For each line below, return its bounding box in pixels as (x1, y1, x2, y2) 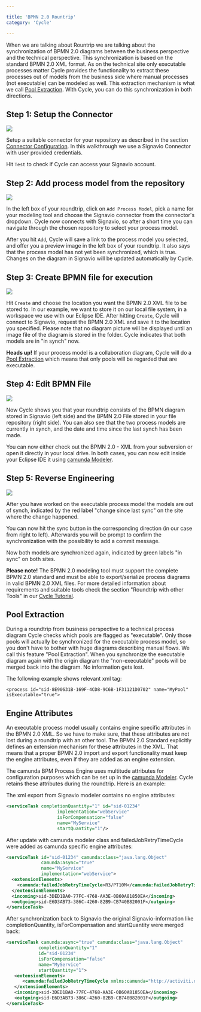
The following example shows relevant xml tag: (6, 675, 122, 682)
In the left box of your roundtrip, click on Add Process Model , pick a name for (6, 205, 194, 212)
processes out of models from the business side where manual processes (6, 73, 188, 80)
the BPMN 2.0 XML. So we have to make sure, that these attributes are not (6, 730, 190, 737)
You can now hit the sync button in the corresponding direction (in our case (6, 525, 193, 532)
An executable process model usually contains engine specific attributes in (6, 724, 191, 731)
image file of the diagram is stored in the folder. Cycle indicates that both (6, 331, 186, 338)
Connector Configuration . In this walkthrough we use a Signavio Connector (6, 143, 191, 150)
